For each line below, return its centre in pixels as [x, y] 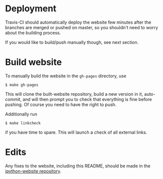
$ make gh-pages [22, 85]
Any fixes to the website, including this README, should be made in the [78, 166]
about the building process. [33, 33]
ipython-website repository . [33, 171]
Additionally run [21, 114]
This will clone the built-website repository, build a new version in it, [74, 94]
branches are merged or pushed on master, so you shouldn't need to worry [81, 27]
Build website [34, 62]
